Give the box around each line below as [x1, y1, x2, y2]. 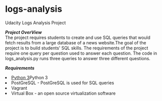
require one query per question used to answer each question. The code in [5, 50, 158, 56]
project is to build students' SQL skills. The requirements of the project [5, 45, 149, 51]
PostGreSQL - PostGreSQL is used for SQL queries [11, 80, 114, 86]
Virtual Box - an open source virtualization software [11, 90, 116, 96]
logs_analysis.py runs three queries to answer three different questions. [5, 55, 151, 61]
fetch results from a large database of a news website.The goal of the [5, 39, 146, 45]
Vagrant [11, 85, 28, 91]
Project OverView [5, 29, 42, 35]
